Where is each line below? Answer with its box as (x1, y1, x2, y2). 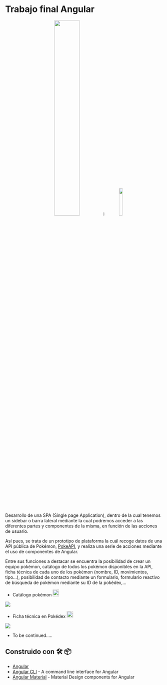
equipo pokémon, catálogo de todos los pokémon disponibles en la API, (5, 563, 153, 569)
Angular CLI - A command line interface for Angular (12, 668, 118, 674)
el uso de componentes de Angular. (5, 548, 78, 554)
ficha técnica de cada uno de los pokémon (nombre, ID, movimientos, (5, 569, 148, 575)
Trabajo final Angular (5, 4, 95, 15)
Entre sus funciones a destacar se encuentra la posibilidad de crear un (5, 558, 151, 564)
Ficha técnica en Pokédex (12, 613, 66, 619)
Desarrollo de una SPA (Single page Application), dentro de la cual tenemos (5, 512, 161, 518)
